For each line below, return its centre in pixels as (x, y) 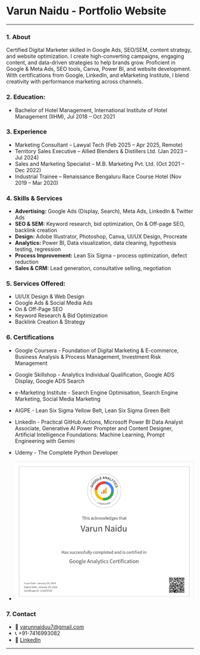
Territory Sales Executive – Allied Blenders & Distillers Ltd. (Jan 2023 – (101, 151)
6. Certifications (30, 337)
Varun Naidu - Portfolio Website (86, 11)
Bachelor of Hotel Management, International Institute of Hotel (91, 110)
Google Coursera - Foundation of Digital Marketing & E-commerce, (97, 350)
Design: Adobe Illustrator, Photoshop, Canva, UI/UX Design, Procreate (101, 237)
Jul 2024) (27, 157)
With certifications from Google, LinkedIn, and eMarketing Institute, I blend (98, 75)
